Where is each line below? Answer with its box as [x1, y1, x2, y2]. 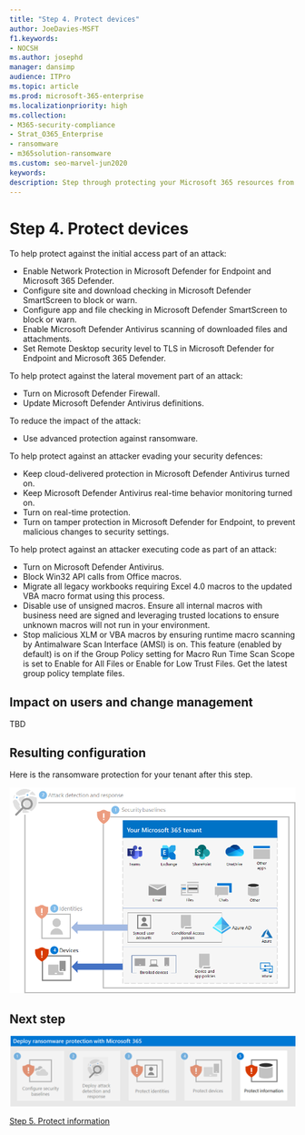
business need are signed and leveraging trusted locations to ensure [22, 610, 280, 621]
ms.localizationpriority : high [9, 101, 128, 110]
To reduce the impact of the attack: [9, 415, 142, 427]
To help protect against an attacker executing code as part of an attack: [9, 544, 277, 555]
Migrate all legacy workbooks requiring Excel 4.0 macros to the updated [22, 581, 292, 592]
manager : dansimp [9, 63, 75, 72]
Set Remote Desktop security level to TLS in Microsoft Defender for [22, 343, 275, 354]
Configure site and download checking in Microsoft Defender [22, 285, 251, 296]
